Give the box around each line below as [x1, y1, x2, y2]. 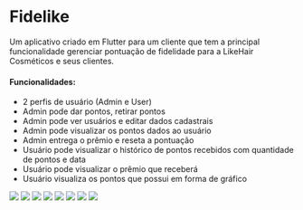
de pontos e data [22, 154, 86, 165]
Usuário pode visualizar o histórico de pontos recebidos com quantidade [22, 145, 294, 156]
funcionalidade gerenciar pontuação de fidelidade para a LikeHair [9, 45, 254, 56]
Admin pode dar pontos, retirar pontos [22, 106, 166, 117]
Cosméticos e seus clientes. [9, 55, 115, 66]
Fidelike [9, 6, 70, 27]
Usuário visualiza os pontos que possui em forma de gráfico [22, 174, 247, 185]
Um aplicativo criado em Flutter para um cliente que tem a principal [9, 36, 260, 47]
